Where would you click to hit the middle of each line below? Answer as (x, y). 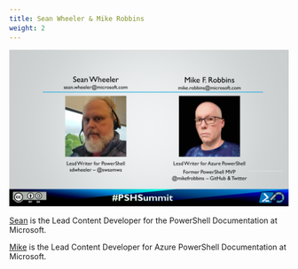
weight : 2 (27, 28)
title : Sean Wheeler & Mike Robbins (77, 19)
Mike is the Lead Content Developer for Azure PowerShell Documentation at (148, 247)
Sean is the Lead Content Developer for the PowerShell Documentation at (143, 220)
